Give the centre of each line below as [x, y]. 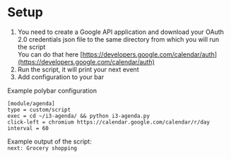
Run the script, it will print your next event [78, 69]
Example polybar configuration [52, 90]
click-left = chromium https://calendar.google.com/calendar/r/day [109, 122]
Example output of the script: [49, 141]
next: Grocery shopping [42, 148]
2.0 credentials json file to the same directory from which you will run [118, 39]
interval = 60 [28, 128]
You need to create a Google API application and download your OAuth [121, 32]
